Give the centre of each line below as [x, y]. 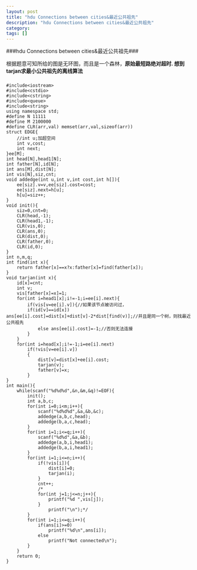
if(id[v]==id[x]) [48, 310]
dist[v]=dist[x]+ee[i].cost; [73, 360]
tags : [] [17, 34]
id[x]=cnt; [30, 283]
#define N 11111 [26, 117]
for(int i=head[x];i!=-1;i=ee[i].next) [66, 344]
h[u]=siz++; [31, 196]
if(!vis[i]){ [53, 463]
